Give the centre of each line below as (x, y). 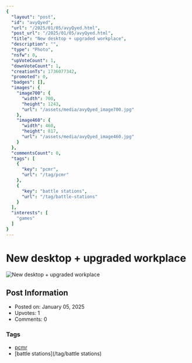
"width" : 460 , (39, 126)
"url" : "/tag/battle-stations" (60, 197)
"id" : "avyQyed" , (32, 22)
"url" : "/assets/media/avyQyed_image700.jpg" (78, 109)
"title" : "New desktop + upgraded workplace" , (69, 39)
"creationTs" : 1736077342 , (44, 71)
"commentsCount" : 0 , (36, 153)
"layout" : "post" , (34, 17)
